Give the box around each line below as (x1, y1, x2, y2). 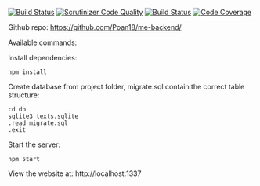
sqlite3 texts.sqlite (8, 112, 79, 120)
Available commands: (8, 38, 78, 47)
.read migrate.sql (8, 119, 68, 127)
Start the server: (8, 140, 61, 149)
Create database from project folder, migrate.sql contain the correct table (8, 82, 245, 91)
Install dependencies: (8, 53, 78, 62)
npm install (8, 68, 47, 76)
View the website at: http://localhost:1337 (8, 169, 142, 178)
